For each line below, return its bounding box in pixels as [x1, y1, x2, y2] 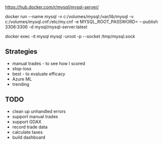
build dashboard [12, 134, 46, 140]
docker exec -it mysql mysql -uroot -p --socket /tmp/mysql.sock [5, 34, 136, 39]
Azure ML [12, 76, 32, 82]
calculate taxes [12, 129, 43, 135]
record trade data [12, 124, 48, 130]
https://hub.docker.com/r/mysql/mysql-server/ [5, 4, 99, 10]
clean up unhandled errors [12, 108, 66, 114]
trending [12, 81, 29, 87]
